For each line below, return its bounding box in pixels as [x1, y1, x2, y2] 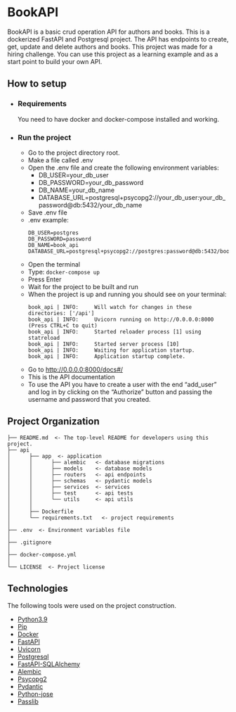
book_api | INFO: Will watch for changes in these [27, 303, 192, 310]
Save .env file [27, 208, 68, 217]
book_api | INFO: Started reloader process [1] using [27, 328, 202, 335]
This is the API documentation [27, 372, 115, 381]
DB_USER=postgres [27, 229, 79, 236]
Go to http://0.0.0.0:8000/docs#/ [27, 365, 124, 374]
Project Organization [7, 416, 100, 428]
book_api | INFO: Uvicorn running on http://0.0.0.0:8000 [27, 316, 214, 323]
